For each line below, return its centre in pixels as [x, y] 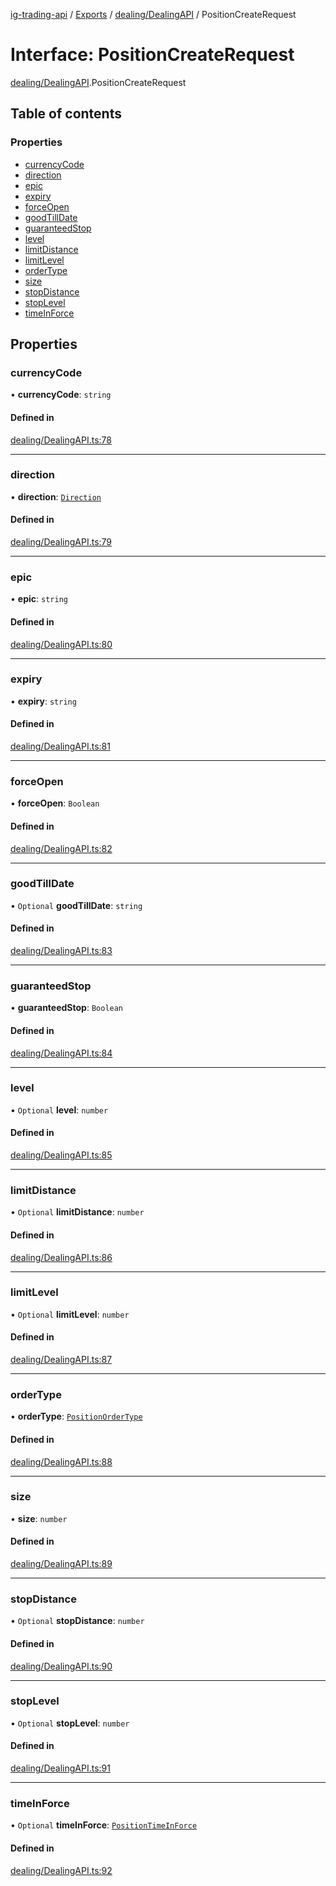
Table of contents [66, 114]
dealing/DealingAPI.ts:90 [61, 1666]
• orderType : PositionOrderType [76, 1416]
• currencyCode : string [61, 395]
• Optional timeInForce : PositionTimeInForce [104, 1825]
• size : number [39, 1518]
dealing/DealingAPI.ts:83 [61, 951]
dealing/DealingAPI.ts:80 [61, 644]
